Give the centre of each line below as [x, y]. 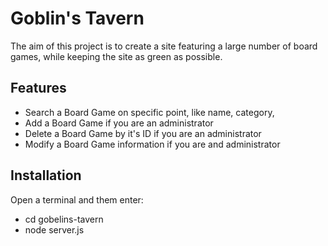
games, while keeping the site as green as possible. [116, 56]
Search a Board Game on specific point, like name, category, [149, 112]
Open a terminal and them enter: [77, 199]
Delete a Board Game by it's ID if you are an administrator [143, 133]
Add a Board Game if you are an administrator [119, 123]
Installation [46, 175]
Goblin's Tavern [77, 18]
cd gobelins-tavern [64, 219]
